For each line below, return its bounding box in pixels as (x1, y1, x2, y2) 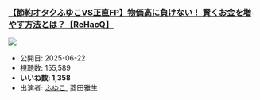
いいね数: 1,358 (19, 73, 72, 83)
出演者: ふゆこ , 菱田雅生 (19, 83, 98, 93)
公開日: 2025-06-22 (19, 53, 86, 63)
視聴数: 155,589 (19, 63, 72, 73)
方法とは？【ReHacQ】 (24, 18, 114, 29)
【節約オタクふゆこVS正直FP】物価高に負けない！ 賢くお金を (8, 6, 244, 17)
